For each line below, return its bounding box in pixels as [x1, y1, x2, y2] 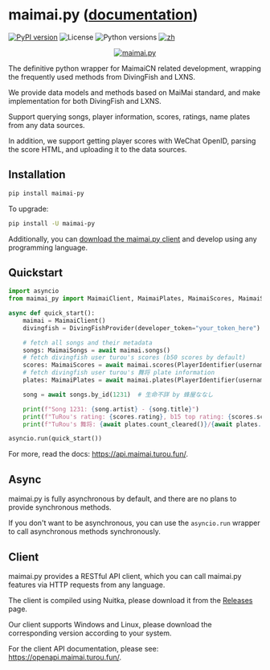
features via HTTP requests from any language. [8, 580, 166, 589]
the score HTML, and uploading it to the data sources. [8, 144, 187, 154]
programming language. [8, 242, 88, 252]
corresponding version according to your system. [8, 628, 172, 638]
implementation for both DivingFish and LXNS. [8, 96, 162, 105]
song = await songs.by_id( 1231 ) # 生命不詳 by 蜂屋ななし [22, 391, 214, 399]
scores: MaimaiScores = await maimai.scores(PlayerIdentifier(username [22, 361, 268, 370]
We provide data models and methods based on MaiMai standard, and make [8, 87, 261, 97]
